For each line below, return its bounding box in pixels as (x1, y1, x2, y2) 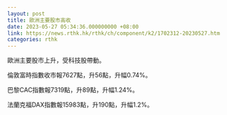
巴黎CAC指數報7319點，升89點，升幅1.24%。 (7, 86, 139, 94)
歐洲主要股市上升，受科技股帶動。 (7, 56, 105, 65)
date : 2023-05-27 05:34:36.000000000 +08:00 (7, 23, 139, 30)
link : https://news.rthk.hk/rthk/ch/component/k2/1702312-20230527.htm (7, 29, 220, 37)
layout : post (7, 10, 45, 17)
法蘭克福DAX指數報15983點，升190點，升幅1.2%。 (7, 100, 154, 109)
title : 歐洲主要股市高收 (7, 17, 71, 24)
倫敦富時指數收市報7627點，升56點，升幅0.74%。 (7, 71, 152, 79)
